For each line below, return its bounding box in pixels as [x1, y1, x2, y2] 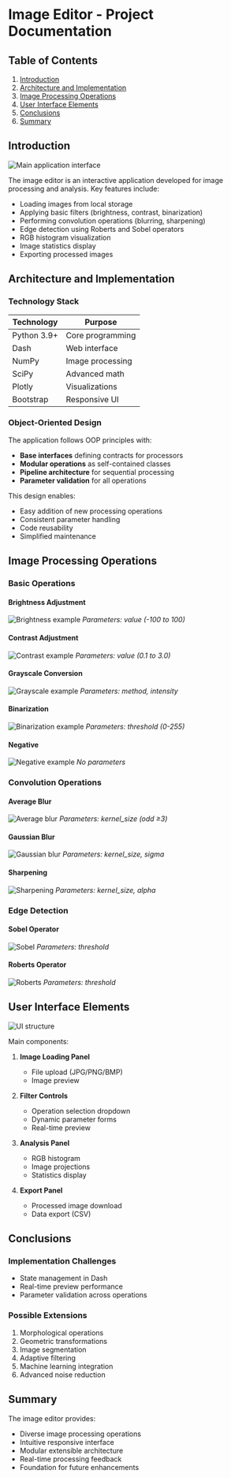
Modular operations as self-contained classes [19, 459, 171, 468]
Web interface [65, 342, 118, 353]
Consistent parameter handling [19, 514, 121, 524]
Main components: [8, 1036, 69, 1046]
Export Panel [19, 1185, 63, 1195]
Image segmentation [19, 1345, 87, 1354]
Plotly [12, 381, 33, 392]
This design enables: [8, 491, 76, 500]
